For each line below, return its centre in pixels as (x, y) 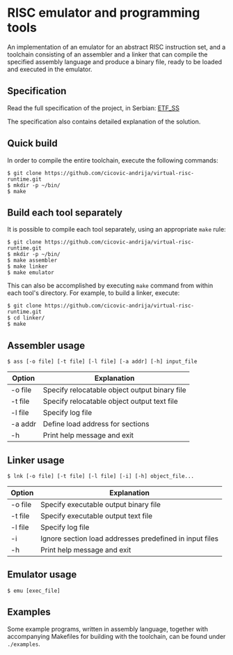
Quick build (32, 143)
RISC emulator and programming (104, 13)
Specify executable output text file (97, 516)
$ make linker (28, 266)
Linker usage (36, 460)
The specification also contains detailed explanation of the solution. (104, 121)
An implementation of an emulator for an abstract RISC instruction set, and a (116, 47)
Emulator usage (42, 574)
